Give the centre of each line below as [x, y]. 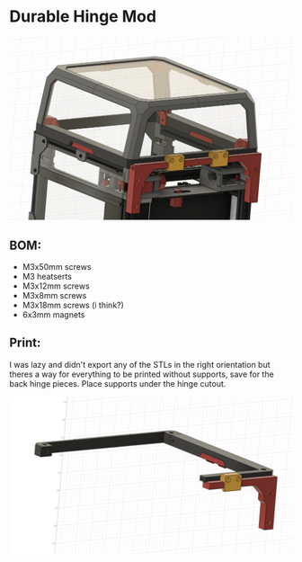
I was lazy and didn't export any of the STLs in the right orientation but [140, 364]
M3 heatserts [47, 277]
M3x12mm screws [56, 286]
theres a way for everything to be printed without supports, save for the [142, 374]
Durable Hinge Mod [83, 17]
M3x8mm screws [54, 296]
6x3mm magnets [53, 315]
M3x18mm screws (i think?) [73, 305]
